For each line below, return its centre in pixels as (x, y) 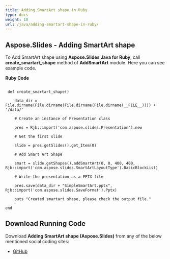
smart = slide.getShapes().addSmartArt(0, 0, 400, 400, (75, 163)
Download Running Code (46, 223)
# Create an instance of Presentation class (62, 119)
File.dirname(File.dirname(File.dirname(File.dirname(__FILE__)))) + (81, 105)
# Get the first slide (38, 137)
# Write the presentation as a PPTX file (59, 177)
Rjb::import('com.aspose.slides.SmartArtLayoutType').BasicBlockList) (82, 168)
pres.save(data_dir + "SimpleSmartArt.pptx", (64, 186)
